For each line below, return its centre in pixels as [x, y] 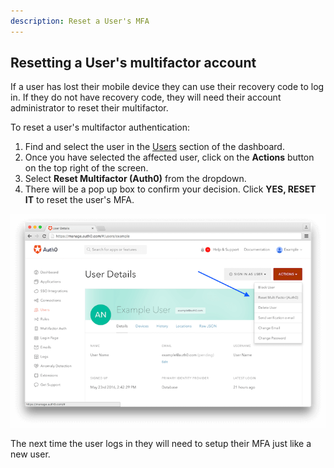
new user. [30, 454]
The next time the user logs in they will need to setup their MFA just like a [161, 443]
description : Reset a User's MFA [80, 21]
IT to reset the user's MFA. [79, 200]
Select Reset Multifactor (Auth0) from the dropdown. [135, 179]
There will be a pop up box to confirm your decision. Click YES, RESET [170, 189]
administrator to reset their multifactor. [89, 108]
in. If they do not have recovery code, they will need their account [146, 97]
